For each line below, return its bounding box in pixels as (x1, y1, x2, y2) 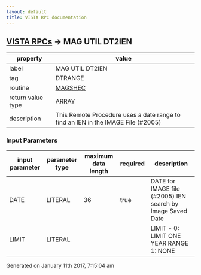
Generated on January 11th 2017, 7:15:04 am (6, 262, 115, 269)
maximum (84, 152, 114, 160)
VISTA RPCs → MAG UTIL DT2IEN (6, 37, 133, 47)
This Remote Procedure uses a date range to (55, 111, 181, 119)
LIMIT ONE (150, 231, 181, 240)
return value (9, 93, 44, 102)
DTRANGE (55, 74, 84, 83)
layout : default (6, 8, 47, 15)
